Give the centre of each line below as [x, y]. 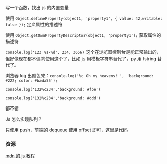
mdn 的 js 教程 [20, 156]
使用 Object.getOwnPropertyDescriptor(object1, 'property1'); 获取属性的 [83, 35]
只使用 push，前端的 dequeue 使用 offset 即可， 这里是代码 [67, 130]
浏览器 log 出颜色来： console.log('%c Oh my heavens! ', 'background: [80, 75]
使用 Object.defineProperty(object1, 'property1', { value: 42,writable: [84, 18]
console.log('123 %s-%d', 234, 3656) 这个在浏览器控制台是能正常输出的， [83, 52]
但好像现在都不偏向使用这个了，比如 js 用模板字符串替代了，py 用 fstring [81, 59]
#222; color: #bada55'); [31, 81]
